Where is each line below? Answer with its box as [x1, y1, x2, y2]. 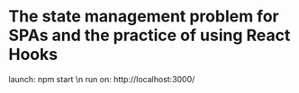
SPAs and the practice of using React [8, 25, 291, 46]
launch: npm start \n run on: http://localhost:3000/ [8, 73, 195, 84]
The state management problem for [8, 6, 280, 27]
